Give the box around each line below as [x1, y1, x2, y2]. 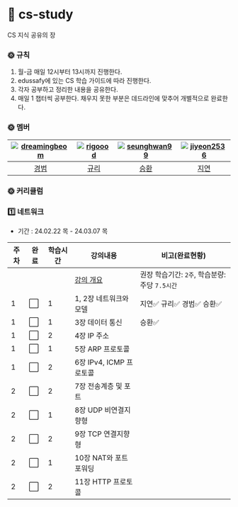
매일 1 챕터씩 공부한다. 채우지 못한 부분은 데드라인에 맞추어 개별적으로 [17, 94, 210, 103]
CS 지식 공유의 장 [7, 30, 56, 39]
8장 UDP [74, 405, 103, 415]
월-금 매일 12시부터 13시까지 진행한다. [17, 67, 123, 76]
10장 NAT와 [74, 452, 113, 462]
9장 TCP [74, 428, 103, 438]
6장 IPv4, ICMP [74, 357, 125, 367]
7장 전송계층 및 [74, 381, 123, 391]
